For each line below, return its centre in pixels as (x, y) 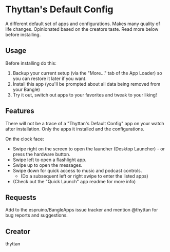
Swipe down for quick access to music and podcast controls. (77, 170)
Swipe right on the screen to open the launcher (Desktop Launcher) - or (89, 149)
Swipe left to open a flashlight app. (50, 160)
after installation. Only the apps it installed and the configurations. (75, 129)
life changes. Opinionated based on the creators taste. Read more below (82, 29)
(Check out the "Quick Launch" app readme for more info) (74, 181)
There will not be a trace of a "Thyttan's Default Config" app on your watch (85, 123)
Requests (21, 197)
